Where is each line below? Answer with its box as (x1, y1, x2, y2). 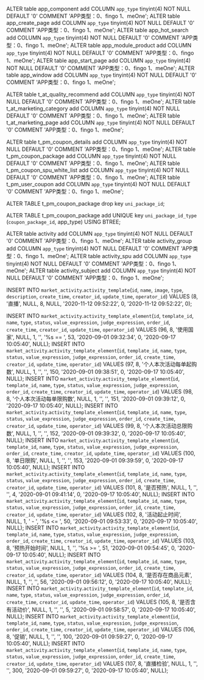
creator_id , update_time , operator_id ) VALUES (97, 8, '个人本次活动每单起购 (6, 360, 197, 368)
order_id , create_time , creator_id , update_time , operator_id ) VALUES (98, (6, 388, 194, 395)
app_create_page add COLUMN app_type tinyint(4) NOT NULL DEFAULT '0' (6, 19, 195, 26)
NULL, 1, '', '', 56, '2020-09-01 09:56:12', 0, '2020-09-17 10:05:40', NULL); (6, 578, 192, 585)
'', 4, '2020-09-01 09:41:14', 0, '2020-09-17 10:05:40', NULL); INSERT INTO (6, 491, 195, 498)
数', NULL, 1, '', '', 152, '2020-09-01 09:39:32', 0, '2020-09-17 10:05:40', (6, 430, 186, 437)
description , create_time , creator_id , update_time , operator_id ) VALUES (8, (6, 293, 199, 300)
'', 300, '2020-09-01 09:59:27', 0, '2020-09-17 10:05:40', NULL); (6, 667, 169, 674)
